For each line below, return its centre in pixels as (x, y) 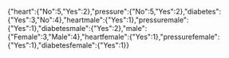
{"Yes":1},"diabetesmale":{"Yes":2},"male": (77, 28)
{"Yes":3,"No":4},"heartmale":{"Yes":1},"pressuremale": (98, 20)
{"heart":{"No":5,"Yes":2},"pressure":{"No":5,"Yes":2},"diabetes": (114, 12)
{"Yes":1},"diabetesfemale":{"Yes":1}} (69, 45)
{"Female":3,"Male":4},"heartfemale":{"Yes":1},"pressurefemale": (114, 37)
